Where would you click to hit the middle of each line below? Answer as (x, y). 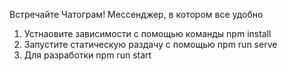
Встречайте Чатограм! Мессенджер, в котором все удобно (136, 14)
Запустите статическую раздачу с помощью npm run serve (150, 44)
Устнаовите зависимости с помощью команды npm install (147, 33)
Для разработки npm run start (87, 55)
